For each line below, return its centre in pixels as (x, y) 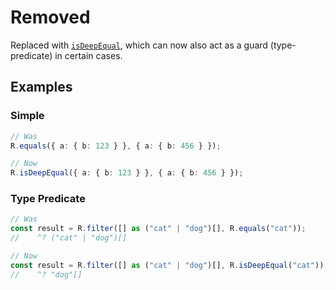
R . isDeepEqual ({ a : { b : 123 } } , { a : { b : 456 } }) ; (127, 173)
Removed (50, 17)
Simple (27, 116)
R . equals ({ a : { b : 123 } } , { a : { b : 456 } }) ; (116, 146)
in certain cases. (88, 55)
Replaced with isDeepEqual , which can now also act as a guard (139, 45)
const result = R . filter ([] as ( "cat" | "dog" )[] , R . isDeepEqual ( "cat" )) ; (169, 265)
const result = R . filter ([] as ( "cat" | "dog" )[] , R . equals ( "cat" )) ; (158, 229)
